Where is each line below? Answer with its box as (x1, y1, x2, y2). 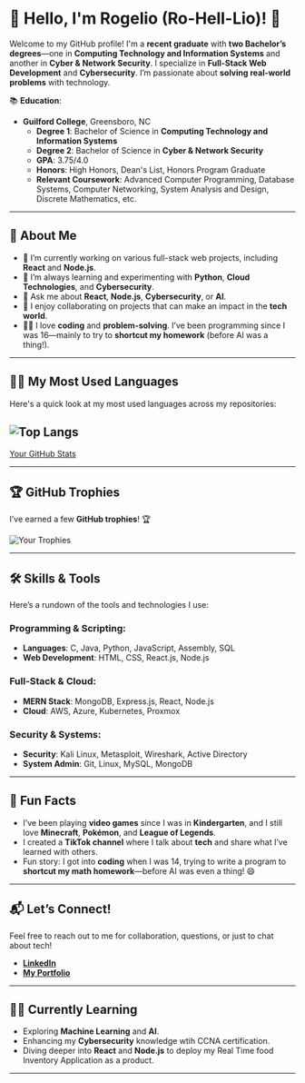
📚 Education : (9, 94, 62, 105)
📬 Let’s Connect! (9, 901, 112, 917)
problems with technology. (9, 76, 111, 87)
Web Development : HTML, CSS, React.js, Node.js (22, 652, 210, 663)
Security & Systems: (9, 728, 102, 740)
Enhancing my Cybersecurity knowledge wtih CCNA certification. (22, 1036, 271, 1047)
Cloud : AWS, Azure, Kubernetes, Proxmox (22, 705, 181, 716)
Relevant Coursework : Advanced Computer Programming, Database (35, 174, 295, 184)
